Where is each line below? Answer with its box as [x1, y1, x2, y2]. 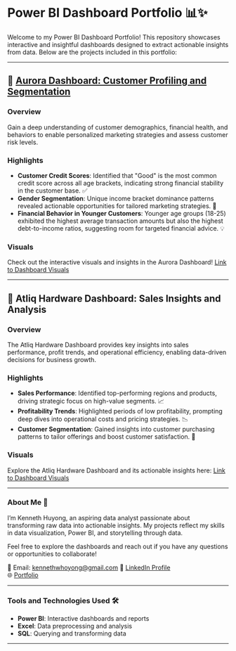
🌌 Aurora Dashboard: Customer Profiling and [7, 75, 207, 87]
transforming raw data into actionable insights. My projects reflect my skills [7, 521, 225, 529]
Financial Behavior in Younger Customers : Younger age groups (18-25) [17, 209, 226, 217]
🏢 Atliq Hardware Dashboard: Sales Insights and [7, 292, 221, 304]
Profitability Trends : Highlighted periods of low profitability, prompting [17, 407, 223, 415]
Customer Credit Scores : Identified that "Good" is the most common [17, 171, 217, 179]
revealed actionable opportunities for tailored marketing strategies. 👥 [17, 201, 217, 210]
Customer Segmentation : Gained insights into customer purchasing [17, 425, 216, 434]
